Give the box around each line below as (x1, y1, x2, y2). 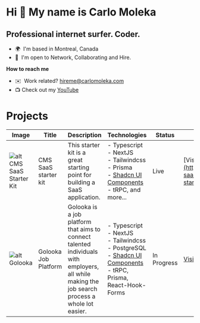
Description (67, 131, 102, 139)
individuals (67, 247, 98, 256)
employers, (67, 262, 99, 271)
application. (67, 193, 101, 201)
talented (67, 240, 91, 248)
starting (67, 163, 89, 172)
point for (67, 170, 92, 179)
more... (107, 193, 127, 201)
